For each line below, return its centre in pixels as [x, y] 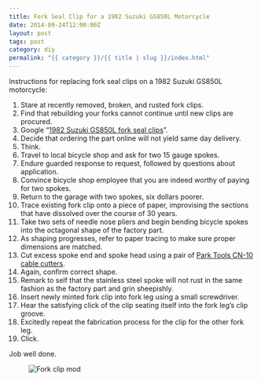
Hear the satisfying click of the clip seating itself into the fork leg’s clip [134, 305]
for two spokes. [46, 188]
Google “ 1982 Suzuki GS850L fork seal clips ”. [94, 130]
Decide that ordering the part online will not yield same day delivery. [131, 138]
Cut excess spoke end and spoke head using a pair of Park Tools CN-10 [137, 255]
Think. [31, 147]
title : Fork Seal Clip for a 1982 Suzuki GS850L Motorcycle [110, 16]
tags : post [27, 42]
